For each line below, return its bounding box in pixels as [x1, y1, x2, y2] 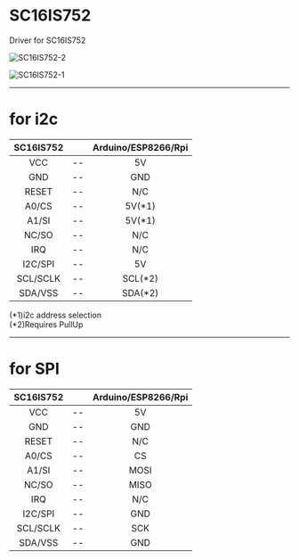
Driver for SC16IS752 [9, 35, 86, 45]
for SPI [9, 358, 61, 379]
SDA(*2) [121, 286, 159, 299]
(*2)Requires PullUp [9, 318, 84, 330]
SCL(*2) [122, 272, 158, 284]
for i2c [9, 109, 59, 129]
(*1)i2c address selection [9, 309, 102, 320]
